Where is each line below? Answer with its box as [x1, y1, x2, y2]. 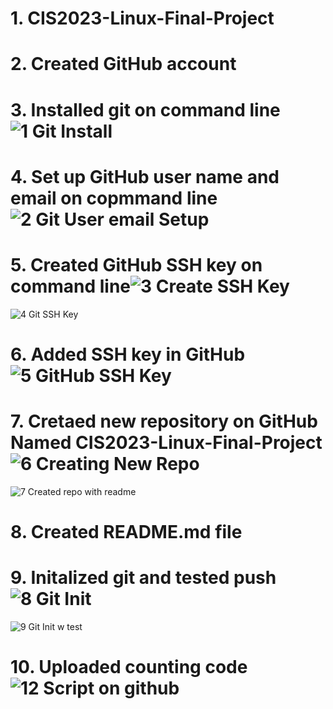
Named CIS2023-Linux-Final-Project [10, 432, 323, 454]
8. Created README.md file [10, 521, 243, 543]
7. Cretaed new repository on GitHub [10, 410, 318, 433]
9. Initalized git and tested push [10, 567, 277, 589]
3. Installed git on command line [10, 98, 281, 121]
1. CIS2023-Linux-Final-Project [10, 7, 275, 30]
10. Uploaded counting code [10, 656, 248, 679]
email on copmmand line [10, 187, 218, 209]
